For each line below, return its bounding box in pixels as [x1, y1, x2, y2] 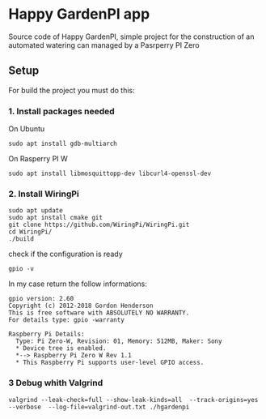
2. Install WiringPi [8, 188, 79, 199]
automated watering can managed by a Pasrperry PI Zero [8, 40, 200, 49]
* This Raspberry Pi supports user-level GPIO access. [15, 358, 205, 367]
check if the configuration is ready [8, 249, 123, 259]
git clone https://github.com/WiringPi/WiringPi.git [8, 220, 190, 229]
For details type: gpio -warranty [8, 316, 125, 324]
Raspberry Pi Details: [8, 330, 85, 339]
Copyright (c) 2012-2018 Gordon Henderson [8, 301, 154, 310]
